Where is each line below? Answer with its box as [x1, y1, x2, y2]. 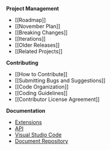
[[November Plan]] [14, 23, 61, 30]
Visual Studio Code [14, 131, 62, 138]
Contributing [6, 59, 39, 66]
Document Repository [14, 138, 68, 144]
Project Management [6, 5, 59, 12]
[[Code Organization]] [14, 83, 69, 90]
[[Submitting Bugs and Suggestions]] [14, 77, 106, 84]
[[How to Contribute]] [14, 71, 68, 77]
